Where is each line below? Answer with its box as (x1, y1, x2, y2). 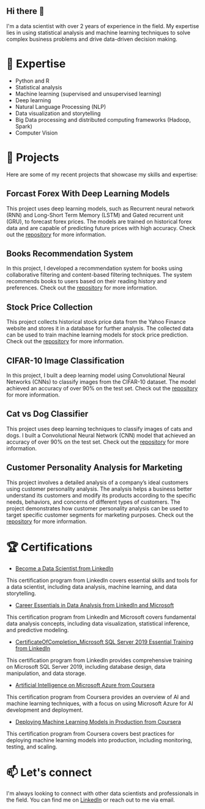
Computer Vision (15, 129, 58, 136)
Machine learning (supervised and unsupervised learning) (15, 90, 162, 97)
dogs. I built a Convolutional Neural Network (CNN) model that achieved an (6, 431, 196, 439)
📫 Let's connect (6, 766, 92, 779)
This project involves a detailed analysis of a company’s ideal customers (6, 479, 188, 486)
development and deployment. (6, 706, 84, 714)
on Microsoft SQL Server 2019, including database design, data (6, 663, 166, 670)
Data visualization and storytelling (15, 110, 101, 117)
